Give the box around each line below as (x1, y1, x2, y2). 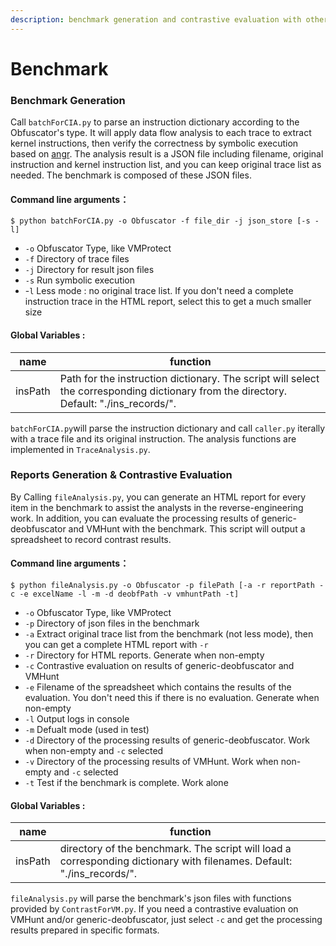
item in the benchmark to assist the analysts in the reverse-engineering (10, 501, 304, 513)
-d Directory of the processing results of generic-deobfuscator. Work (24, 734, 311, 746)
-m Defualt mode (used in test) (24, 724, 150, 736)
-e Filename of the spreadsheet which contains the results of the (24, 681, 292, 693)
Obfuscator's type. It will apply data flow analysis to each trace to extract (10, 127, 312, 139)
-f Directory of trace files (24, 253, 130, 265)
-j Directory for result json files (24, 264, 155, 276)
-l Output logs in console (24, 713, 130, 725)
